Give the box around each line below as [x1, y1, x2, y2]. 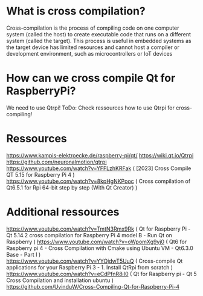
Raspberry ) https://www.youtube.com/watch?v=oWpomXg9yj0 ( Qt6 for [6, 238, 187, 245]
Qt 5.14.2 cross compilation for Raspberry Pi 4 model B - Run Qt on [6, 231, 172, 238]
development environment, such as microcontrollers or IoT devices [6, 50, 173, 57]
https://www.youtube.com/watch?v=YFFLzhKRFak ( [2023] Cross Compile [6, 165, 192, 172]
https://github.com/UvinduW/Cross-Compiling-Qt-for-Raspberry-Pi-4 [6, 283, 180, 290]
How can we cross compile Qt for [6, 71, 176, 85]
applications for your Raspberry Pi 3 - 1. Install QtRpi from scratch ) [6, 263, 173, 271]
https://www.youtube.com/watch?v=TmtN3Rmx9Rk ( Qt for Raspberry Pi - [6, 225, 191, 232]
